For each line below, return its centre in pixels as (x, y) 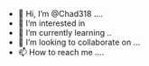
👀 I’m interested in (51, 23)
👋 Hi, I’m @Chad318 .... (61, 14)
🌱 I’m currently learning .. (65, 33)
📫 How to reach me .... (61, 52)
